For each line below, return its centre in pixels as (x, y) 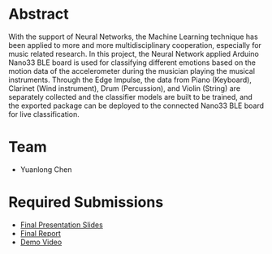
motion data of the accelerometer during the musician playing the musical (132, 71)
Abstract (39, 14)
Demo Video (41, 242)
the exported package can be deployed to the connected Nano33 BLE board (136, 105)
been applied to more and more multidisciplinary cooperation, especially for (135, 45)
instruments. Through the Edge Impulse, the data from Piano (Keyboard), (130, 80)
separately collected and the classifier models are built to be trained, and (131, 97)
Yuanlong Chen (46, 169)
